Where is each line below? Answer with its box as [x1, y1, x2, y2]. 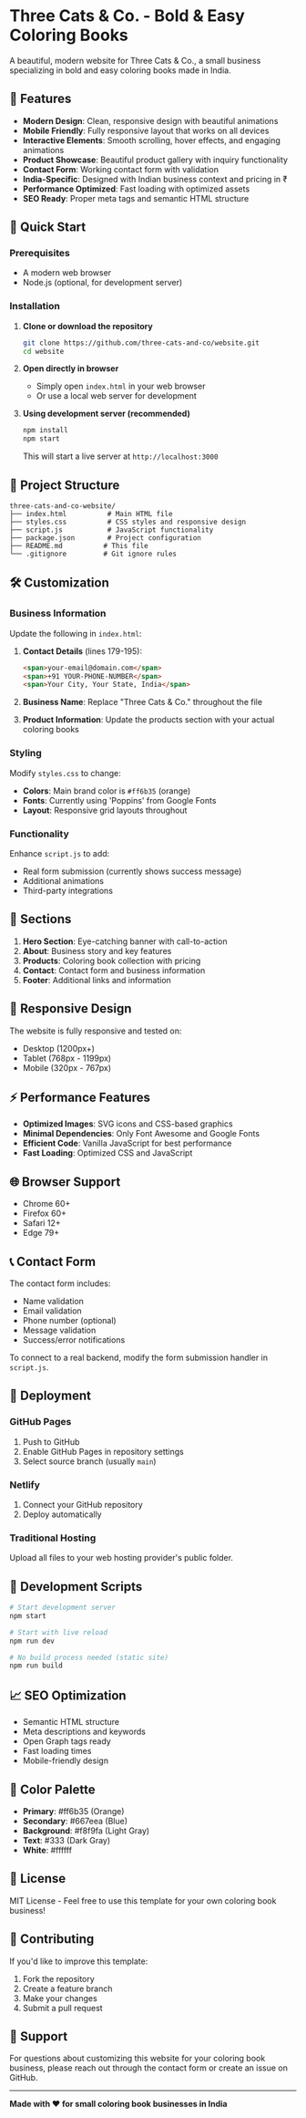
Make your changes [22, 1992, 97, 2003]
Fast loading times [22, 1746, 92, 1757]
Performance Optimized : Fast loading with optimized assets [22, 183, 250, 194]
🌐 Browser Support [9, 1174, 121, 1189]
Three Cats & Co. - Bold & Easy [9, 5, 246, 26]
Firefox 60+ [22, 1208, 66, 1219]
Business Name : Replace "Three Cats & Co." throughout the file [22, 697, 262, 708]
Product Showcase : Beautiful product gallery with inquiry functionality [22, 154, 289, 165]
